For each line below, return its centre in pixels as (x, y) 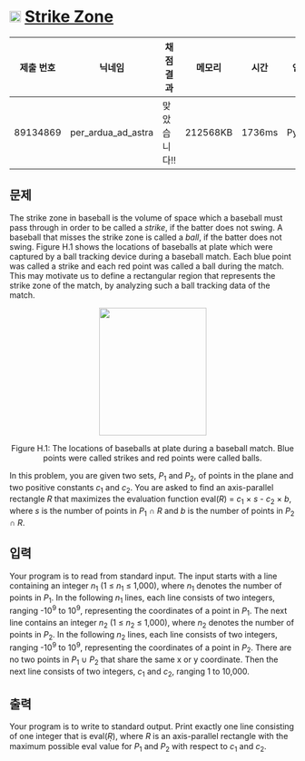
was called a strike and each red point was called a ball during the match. (147, 266)
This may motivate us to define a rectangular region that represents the (143, 275)
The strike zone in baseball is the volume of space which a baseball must (146, 217)
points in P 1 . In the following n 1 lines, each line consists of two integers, (142, 598)
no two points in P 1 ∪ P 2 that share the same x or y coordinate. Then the (144, 660)
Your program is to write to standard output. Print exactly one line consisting (152, 726)
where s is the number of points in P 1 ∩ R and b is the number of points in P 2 (152, 512)
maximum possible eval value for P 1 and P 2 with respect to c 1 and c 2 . (138, 748)
